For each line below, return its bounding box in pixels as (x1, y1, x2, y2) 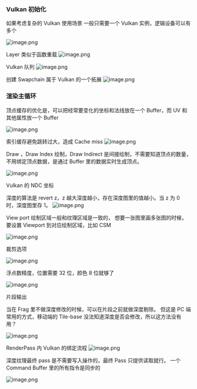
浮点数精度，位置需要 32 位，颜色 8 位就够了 (6, 269, 115, 276)
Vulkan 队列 (6, 64, 35, 71)
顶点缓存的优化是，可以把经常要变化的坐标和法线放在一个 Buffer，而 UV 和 (6, 107, 188, 114)
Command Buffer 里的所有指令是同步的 (6, 364, 101, 371)
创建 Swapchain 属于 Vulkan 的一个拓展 (6, 76, 102, 83)
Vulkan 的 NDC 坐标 (6, 181, 54, 189)
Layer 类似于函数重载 (6, 51, 58, 58)
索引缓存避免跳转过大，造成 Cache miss (6, 138, 103, 145)
